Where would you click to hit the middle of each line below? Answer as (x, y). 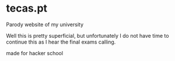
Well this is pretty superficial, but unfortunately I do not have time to (87, 35)
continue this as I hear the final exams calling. (61, 42)
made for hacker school (34, 53)
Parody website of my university (45, 24)
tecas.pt (27, 8)
